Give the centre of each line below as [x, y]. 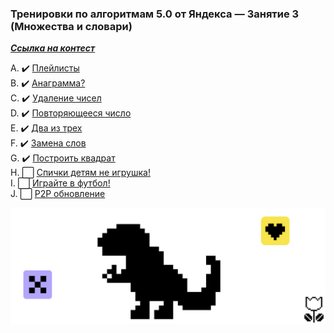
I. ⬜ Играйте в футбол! [60, 183]
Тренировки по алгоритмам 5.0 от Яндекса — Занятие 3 [155, 14]
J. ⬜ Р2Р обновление [58, 194]
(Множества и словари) [71, 26]
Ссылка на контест [53, 48]
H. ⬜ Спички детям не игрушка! [80, 173]
